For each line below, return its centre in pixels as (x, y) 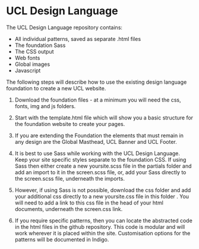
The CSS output (34, 51)
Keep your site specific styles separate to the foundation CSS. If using (100, 159)
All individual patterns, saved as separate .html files (78, 39)
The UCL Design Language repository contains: (64, 27)
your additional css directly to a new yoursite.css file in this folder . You (102, 196)
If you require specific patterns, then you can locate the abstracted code (104, 220)
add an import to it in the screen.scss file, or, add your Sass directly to (100, 172)
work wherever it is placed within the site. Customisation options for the (102, 233)
